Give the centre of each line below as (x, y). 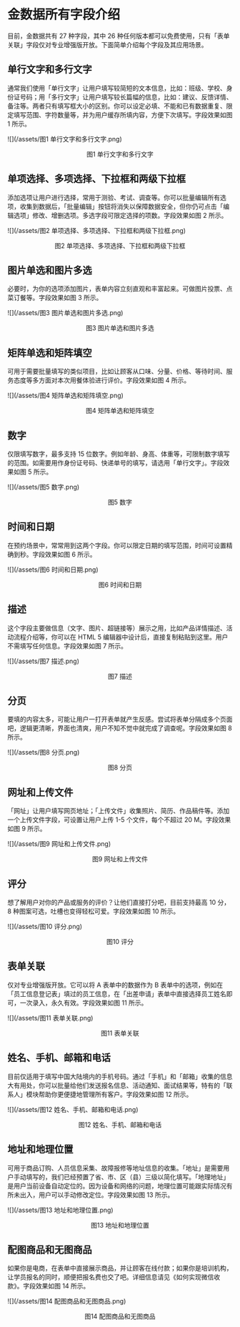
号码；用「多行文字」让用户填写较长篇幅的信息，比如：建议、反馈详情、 (126, 96)
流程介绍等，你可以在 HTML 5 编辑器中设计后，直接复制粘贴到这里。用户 (121, 637)
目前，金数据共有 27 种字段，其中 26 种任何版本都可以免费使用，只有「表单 (119, 36)
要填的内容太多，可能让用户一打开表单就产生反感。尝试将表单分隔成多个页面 (120, 720)
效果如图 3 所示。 (77, 298)
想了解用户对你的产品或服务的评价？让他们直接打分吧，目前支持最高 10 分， (119, 903)
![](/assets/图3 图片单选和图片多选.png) (65, 313)
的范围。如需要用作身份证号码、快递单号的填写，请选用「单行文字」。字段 (115, 463)
